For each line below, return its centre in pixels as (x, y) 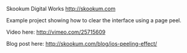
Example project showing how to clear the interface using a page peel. (94, 20)
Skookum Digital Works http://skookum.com (61, 9)
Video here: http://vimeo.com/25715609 (56, 32)
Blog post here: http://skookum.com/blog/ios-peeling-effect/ (82, 44)
